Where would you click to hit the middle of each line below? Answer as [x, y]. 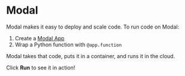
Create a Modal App [40, 38]
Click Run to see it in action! [41, 67]
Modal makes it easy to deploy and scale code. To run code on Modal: [93, 27]
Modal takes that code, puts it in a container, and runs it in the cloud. [91, 56]
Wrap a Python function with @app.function [68, 45]
